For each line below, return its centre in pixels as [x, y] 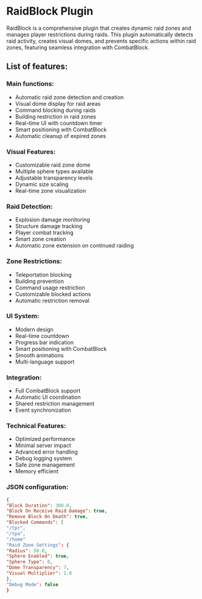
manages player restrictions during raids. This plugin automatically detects [100, 34]
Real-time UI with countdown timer [59, 123]
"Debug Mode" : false [33, 584]
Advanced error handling [46, 452]
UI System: [23, 316]
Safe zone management [45, 465]
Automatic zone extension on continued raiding [74, 246]
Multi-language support [45, 362]
